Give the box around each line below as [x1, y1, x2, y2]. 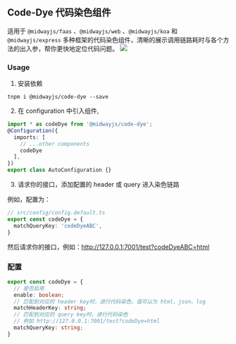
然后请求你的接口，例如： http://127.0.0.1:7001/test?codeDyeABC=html [7, 242, 210, 251]
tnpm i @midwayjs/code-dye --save [7, 94, 109, 101]
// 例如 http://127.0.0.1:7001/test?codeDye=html [13, 318, 160, 325]
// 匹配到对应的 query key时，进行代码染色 [13, 311, 128, 319]
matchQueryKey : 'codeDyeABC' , [13, 222, 102, 229]
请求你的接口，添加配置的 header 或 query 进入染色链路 [17, 180, 180, 189]
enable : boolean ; [13, 291, 65, 298]
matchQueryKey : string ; [13, 324, 83, 331]
